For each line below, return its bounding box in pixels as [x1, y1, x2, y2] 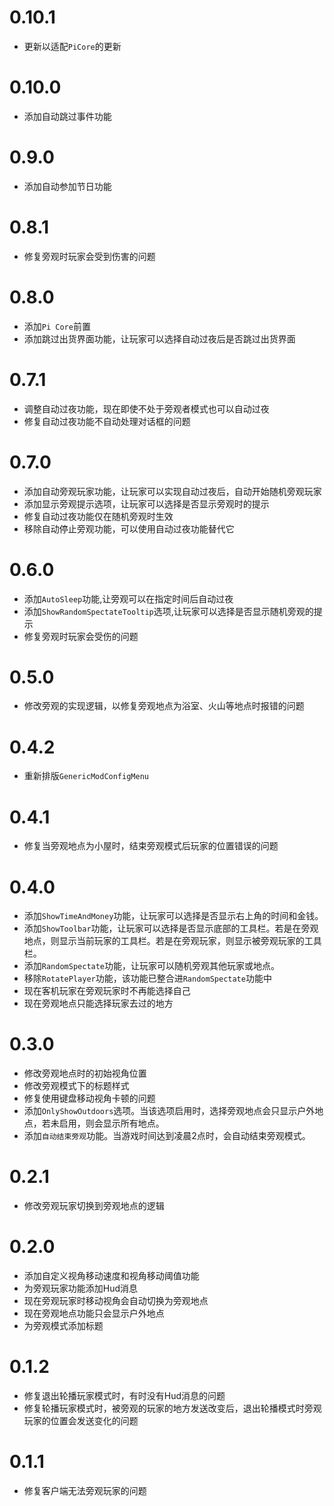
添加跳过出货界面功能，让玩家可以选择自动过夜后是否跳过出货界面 [23, 332, 296, 345]
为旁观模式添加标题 [23, 1320, 104, 1332]
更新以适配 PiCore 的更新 [23, 40, 122, 52]
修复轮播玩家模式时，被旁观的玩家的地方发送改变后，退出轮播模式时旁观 [23, 1402, 322, 1414]
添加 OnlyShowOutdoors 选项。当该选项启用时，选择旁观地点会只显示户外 [23, 1105, 316, 1117]
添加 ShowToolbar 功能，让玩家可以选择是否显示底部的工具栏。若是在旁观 [23, 922, 319, 935]
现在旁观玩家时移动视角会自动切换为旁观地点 [23, 1295, 209, 1307]
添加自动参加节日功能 [23, 180, 112, 192]
